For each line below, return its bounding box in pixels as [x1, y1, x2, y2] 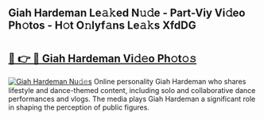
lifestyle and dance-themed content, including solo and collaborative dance [8, 86, 256, 95]
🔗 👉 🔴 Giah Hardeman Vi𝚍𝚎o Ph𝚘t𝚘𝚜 [8, 52, 197, 65]
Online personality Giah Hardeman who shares [94, 77, 247, 86]
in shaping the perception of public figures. [8, 103, 149, 112]
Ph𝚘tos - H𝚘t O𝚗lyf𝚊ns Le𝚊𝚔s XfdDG [8, 19, 196, 33]
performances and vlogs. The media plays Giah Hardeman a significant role [8, 95, 256, 103]
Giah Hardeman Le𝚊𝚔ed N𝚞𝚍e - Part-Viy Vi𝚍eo [8, 6, 246, 20]
